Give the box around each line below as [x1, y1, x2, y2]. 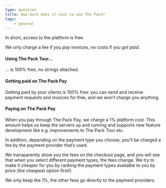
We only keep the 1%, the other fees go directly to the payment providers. [5, 177, 156, 183]
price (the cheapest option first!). [5, 167, 73, 174]
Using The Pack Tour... [5, 56, 53, 62]
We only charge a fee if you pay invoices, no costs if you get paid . [5, 44, 140, 50]
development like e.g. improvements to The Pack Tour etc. [5, 127, 124, 133]
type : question [5, 7, 37, 12]
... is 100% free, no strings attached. [5, 66, 79, 72]
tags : [5, 16, 16, 21]
